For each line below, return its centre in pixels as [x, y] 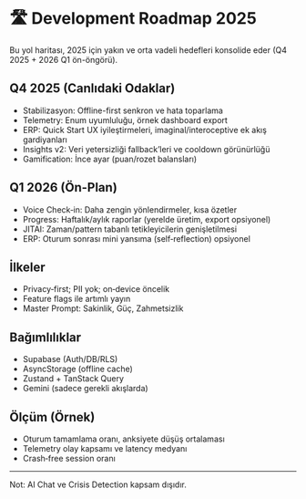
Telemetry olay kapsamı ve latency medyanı [105, 448]
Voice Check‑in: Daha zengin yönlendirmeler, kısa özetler [130, 209]
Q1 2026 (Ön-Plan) [64, 187]
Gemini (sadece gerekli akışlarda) [85, 389]
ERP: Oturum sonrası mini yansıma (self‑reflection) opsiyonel [136, 238]
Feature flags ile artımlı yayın [76, 299]
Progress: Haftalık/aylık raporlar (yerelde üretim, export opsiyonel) [147, 219]
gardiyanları [45, 140]
